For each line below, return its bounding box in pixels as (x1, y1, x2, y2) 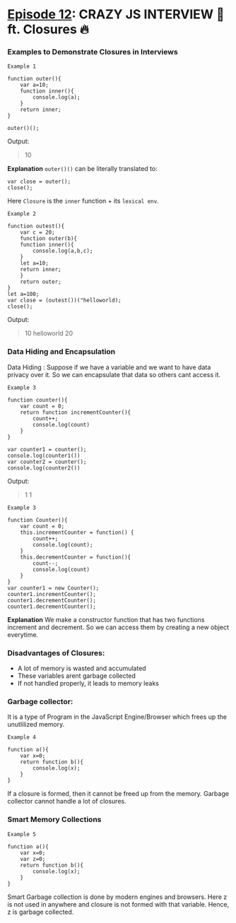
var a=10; (20, 81, 49, 89)
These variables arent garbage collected (17, 672, 136, 680)
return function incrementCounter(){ (20, 409, 131, 416)
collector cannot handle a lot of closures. (7, 797, 126, 806)
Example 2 (7, 210, 37, 218)
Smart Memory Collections (7, 815, 102, 825)
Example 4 (7, 734, 37, 741)
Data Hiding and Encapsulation (7, 347, 116, 357)
